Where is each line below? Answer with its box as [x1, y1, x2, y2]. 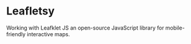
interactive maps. [27, 30, 70, 37]
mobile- [165, 24, 185, 31]
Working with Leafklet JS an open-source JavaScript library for [6, 24, 164, 31]
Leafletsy [6, 4, 55, 18]
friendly [6, 30, 26, 37]
